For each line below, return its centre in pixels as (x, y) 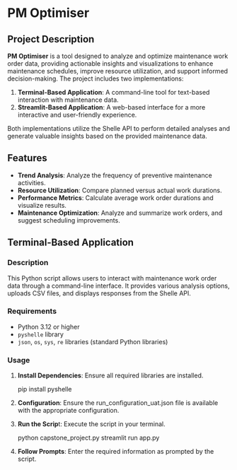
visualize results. (42, 205)
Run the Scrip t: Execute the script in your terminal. (91, 424)
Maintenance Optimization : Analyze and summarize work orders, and (120, 213)
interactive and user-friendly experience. (77, 115)
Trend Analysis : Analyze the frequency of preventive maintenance (115, 175)
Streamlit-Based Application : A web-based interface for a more (111, 107)
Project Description (51, 39)
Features (27, 158)
